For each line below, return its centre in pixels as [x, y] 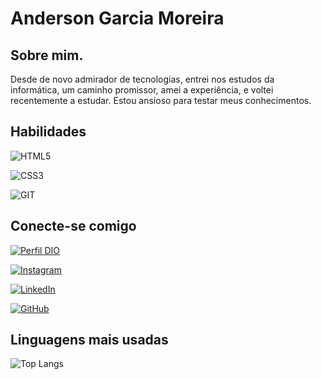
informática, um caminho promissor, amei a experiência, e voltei [142, 90]
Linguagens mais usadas [89, 340]
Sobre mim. [47, 55]
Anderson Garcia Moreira [117, 18]
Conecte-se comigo [73, 226]
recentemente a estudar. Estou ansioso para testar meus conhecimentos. [161, 100]
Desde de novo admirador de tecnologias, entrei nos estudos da [142, 79]
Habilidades [48, 132]
